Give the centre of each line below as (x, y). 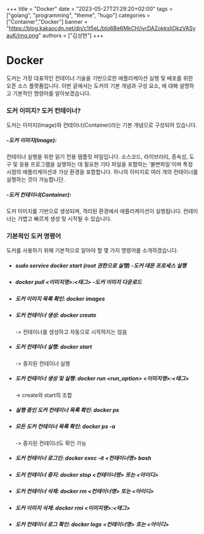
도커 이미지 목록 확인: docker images (60, 299)
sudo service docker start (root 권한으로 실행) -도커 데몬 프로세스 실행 (101, 266)
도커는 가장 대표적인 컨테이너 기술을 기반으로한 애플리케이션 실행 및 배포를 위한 (100, 78)
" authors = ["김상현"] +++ (71, 35)
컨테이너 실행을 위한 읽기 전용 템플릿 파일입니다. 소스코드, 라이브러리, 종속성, (97, 157)
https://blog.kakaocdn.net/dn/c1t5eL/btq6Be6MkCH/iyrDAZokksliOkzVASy (102, 28)
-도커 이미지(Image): (32, 140)
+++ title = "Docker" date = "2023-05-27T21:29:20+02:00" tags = (90, 9)
